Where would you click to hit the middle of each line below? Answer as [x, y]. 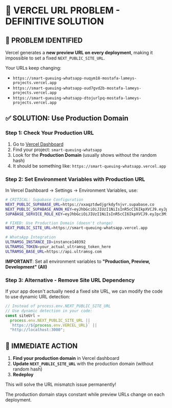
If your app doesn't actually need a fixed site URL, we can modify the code [84, 291]
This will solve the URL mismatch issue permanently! [61, 384]
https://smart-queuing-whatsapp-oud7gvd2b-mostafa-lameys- [77, 88]
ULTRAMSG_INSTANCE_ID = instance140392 [46, 242]
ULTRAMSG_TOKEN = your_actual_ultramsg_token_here [58, 247]
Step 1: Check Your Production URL [50, 133]
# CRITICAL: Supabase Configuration [44, 199]
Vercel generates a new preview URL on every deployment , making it [79, 53]
